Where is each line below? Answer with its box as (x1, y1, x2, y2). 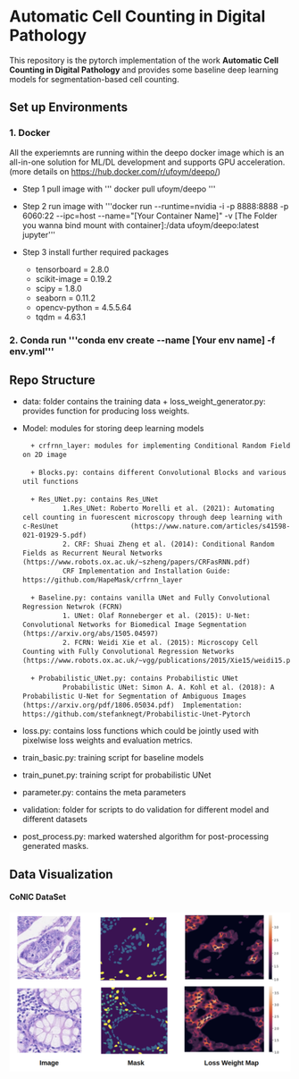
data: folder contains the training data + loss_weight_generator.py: (21, 396, 266, 407)
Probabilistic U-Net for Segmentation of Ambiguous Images (21, 692, 247, 701)
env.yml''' (9, 344, 55, 357)
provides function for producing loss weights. (21, 405, 190, 417)
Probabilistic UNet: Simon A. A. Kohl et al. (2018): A (62, 683, 275, 692)
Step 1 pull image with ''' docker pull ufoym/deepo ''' (21, 183, 216, 194)
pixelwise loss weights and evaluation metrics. (21, 735, 194, 746)
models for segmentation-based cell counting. (9, 73, 180, 84)
